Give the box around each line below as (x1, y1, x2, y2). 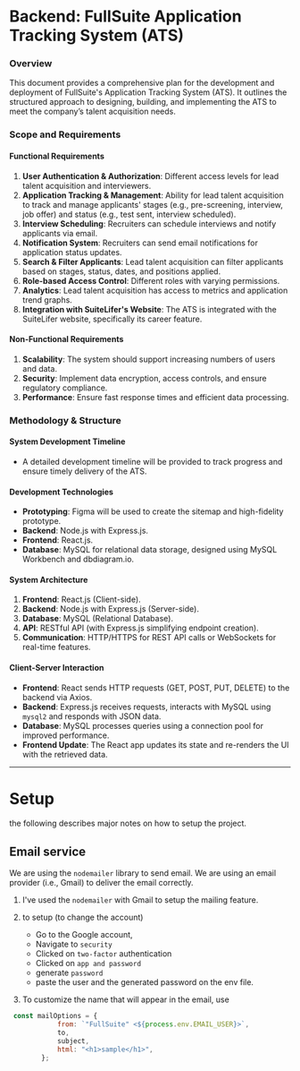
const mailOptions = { (12, 1012, 98, 1021)
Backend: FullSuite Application (9, 6, 243, 27)
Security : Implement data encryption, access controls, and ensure (21, 373, 267, 383)
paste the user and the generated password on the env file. (35, 977, 254, 988)
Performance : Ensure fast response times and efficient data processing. (21, 391, 289, 402)
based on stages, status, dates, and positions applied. (21, 266, 221, 277)
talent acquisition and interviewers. (21, 180, 152, 191)
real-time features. (21, 642, 91, 653)
